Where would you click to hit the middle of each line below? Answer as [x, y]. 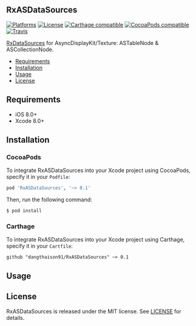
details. [15, 317]
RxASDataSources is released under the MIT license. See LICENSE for [94, 311]
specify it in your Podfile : [38, 177]
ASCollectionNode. [30, 49]
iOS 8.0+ [26, 114]
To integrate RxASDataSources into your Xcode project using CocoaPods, [99, 170]
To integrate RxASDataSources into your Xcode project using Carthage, [96, 240]
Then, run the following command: [49, 199]
